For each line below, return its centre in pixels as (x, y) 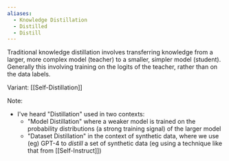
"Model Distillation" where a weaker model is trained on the (111, 122)
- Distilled (31, 26)
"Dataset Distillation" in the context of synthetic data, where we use (123, 136)
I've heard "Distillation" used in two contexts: (81, 114)
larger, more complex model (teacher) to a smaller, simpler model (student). (114, 60)
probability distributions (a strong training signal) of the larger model (124, 129)
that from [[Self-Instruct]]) (64, 151)
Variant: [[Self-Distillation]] (45, 87)
